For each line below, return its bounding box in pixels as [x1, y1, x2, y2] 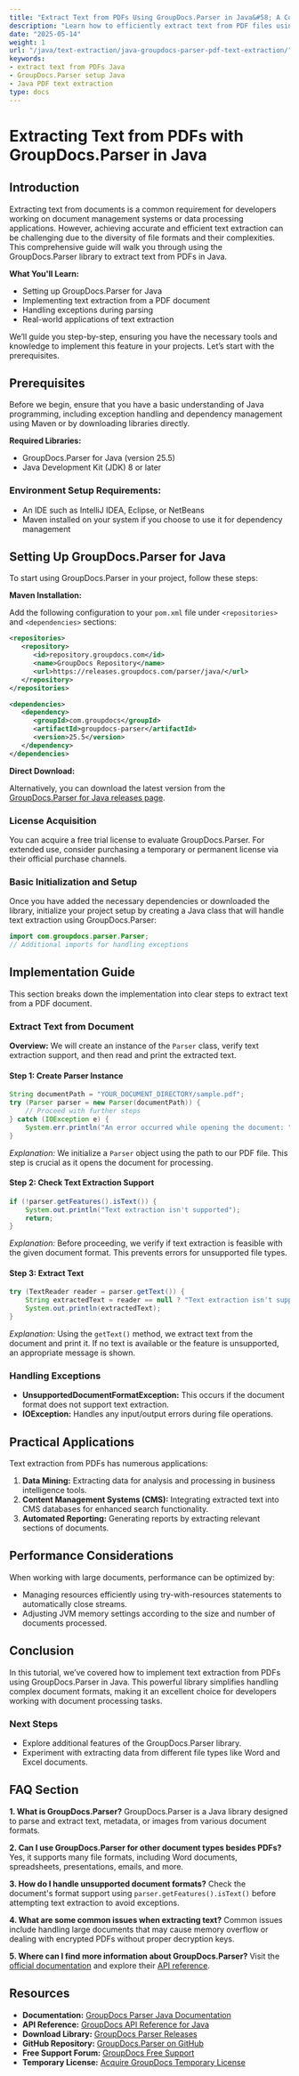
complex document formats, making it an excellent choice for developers [9, 1685, 278, 1696]
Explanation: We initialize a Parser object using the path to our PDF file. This [9, 1147, 288, 1158]
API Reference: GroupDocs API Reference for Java [21, 2019, 210, 2030]
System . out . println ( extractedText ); [25, 1305, 162, 1313]
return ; [25, 1214, 53, 1223]
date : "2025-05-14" [9, 29, 82, 38]
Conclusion [9, 1644, 75, 1659]
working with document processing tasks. [9, 1695, 163, 1706]
